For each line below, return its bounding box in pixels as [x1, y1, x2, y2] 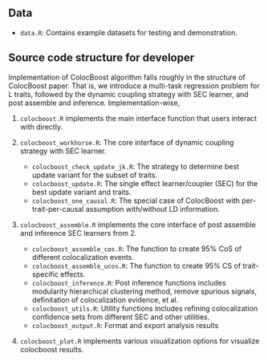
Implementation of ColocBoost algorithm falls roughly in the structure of [8, 72, 246, 82]
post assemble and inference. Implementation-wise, [8, 98, 181, 107]
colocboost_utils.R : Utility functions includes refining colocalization [31, 303, 258, 313]
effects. [59, 269, 86, 279]
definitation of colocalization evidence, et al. [31, 294, 179, 304]
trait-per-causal [31, 204, 84, 213]
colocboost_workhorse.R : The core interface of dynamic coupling [19, 137, 234, 147]
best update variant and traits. [31, 187, 132, 197]
